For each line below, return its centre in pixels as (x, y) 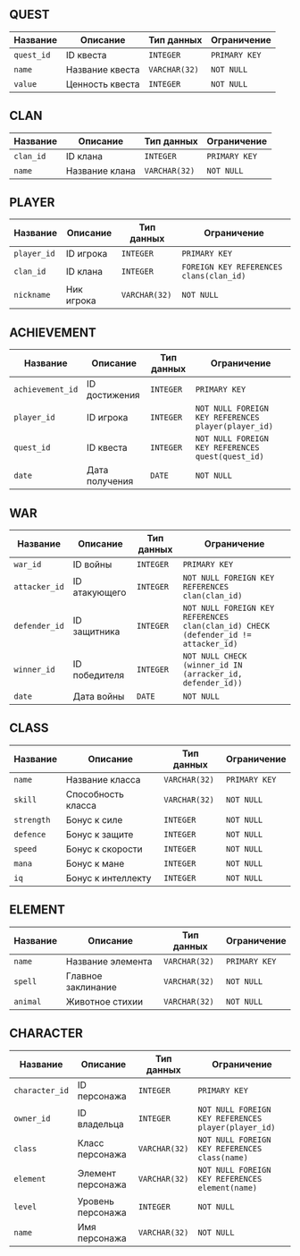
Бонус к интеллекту (108, 878)
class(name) (223, 1157)
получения (110, 481)
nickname (32, 295)
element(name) (228, 1188)
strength (32, 819)
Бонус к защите (100, 834)
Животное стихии (104, 1001)
